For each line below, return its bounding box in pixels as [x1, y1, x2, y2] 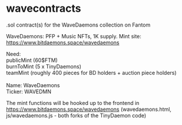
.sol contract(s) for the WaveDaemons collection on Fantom [6, 21, 151, 28]
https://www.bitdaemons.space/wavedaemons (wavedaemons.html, [6, 106, 172, 113]
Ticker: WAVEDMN [6, 88, 52, 95]
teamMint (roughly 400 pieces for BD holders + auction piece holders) [6, 69, 177, 76]
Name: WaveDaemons [6, 81, 60, 88]
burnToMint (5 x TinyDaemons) [6, 63, 81, 70]
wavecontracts [6, 2, 81, 15]
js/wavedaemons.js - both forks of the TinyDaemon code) [6, 111, 147, 119]
